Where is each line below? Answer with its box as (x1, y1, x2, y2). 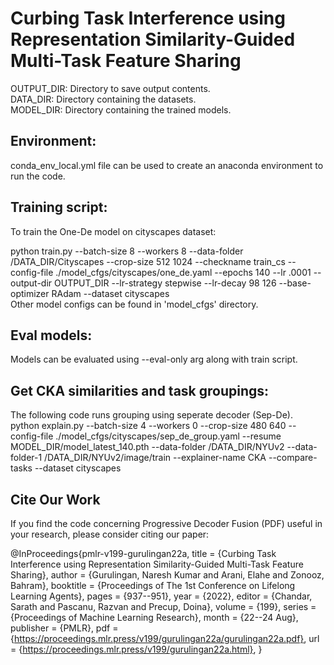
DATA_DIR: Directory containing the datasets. (10, 93, 197, 105)
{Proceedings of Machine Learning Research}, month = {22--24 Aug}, (10, 612, 299, 623)
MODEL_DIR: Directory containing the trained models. (10, 103, 232, 116)
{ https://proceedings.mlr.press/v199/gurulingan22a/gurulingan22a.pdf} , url (10, 633, 320, 644)
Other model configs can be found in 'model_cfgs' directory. (10, 298, 259, 310)
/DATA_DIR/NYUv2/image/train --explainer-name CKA (44, 452, 267, 464)
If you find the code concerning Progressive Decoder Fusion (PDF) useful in (10, 518, 323, 529)
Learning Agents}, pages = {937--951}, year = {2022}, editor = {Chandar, (10, 590, 313, 602)
